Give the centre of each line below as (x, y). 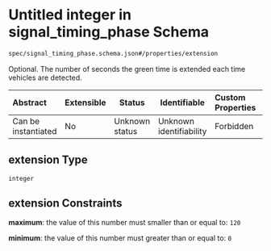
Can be (26, 121)
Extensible (85, 102)
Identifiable (183, 102)
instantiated (35, 131)
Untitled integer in (70, 15)
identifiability (182, 131)
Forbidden (234, 126)
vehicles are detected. (45, 77)
